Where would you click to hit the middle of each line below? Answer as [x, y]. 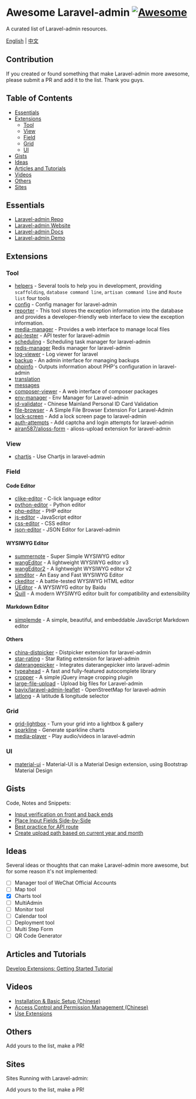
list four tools [32, 298]
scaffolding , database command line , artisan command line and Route [98, 292]
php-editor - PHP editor [43, 511]
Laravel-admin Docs [39, 232]
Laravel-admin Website [42, 226]
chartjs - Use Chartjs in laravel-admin [60, 457]
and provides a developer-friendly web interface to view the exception [99, 317]
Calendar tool [31, 916]
